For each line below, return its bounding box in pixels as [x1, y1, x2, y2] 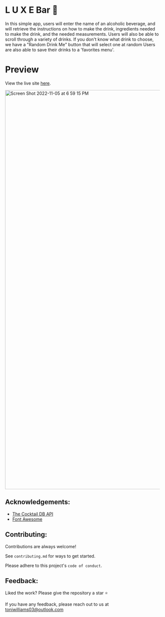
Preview [5, 64, 39, 75]
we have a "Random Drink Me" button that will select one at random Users [5, 41, 156, 47]
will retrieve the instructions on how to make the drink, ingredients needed [5, 26, 156, 31]
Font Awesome [12, 516, 43, 522]
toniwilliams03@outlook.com [5, 607, 64, 613]
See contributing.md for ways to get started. [5, 553, 96, 559]
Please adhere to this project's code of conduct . [5, 562, 102, 568]
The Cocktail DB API [12, 511, 54, 517]
